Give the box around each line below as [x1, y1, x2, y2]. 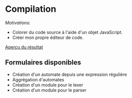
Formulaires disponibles [5, 58, 82, 67]
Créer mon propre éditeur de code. [12, 34, 84, 40]
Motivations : [5, 20, 31, 26]
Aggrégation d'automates [12, 76, 64, 82]
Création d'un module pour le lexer [12, 82, 83, 88]
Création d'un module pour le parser [12, 87, 87, 93]
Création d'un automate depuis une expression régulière [12, 71, 127, 77]
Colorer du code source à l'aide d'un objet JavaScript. [12, 29, 123, 35]
